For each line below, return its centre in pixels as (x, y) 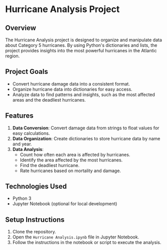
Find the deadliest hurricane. (50, 165)
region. (13, 56)
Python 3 (22, 198)
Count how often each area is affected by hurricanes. (75, 154)
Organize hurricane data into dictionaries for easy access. (72, 89)
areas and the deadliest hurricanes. (49, 100)
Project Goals (27, 72)
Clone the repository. (34, 232)
